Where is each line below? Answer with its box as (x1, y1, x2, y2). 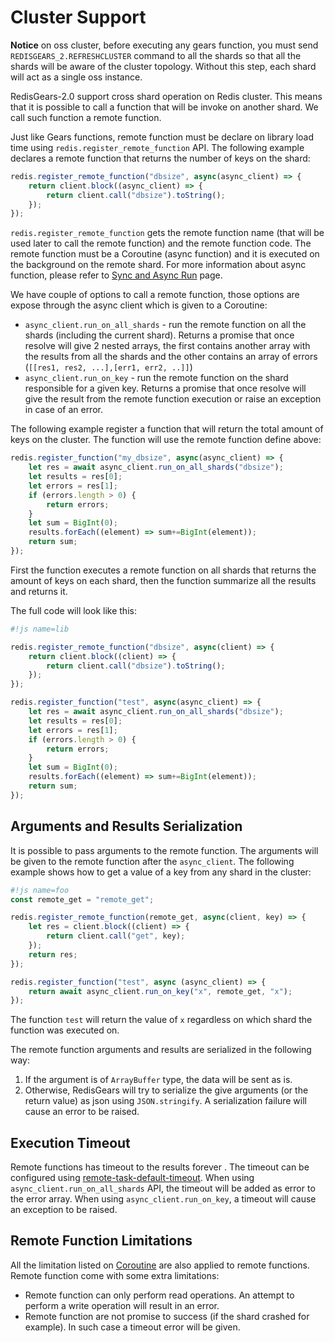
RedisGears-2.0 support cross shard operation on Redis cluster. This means (10, 90, 323, 102)
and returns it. (10, 585, 68, 597)
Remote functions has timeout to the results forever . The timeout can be (10, 1161, 310, 1173)
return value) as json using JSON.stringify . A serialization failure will (24, 1095, 307, 1107)
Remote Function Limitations (10, 1232, 193, 1250)
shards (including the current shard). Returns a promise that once (24, 329, 295, 341)
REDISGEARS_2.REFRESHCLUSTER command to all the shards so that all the (10, 49, 302, 61)
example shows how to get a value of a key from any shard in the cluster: (10, 866, 312, 878)
